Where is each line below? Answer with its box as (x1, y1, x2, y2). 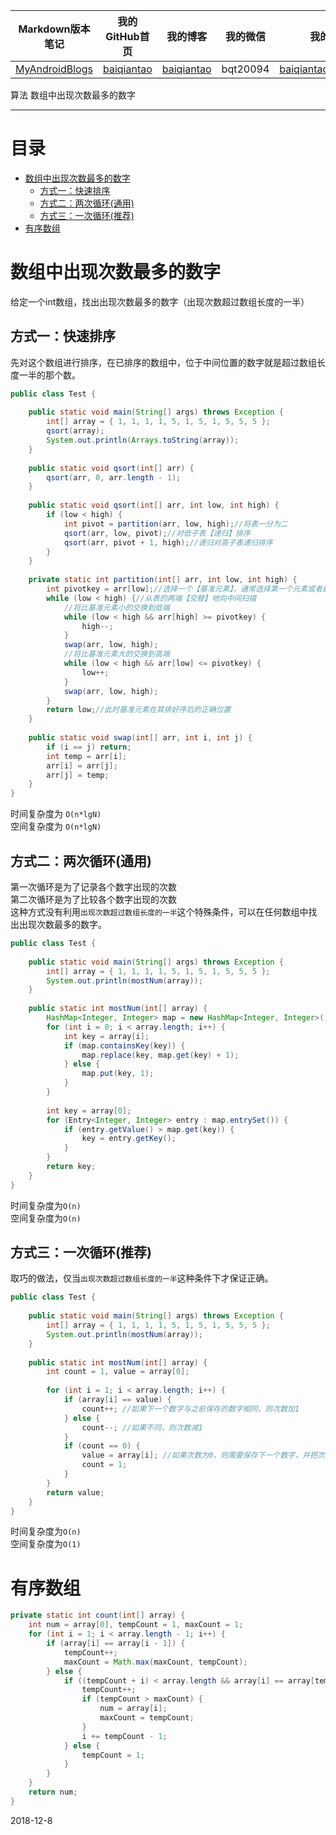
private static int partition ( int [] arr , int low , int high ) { (28, 575, 298, 585)
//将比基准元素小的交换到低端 (63, 602, 170, 613)
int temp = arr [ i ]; (46, 751, 128, 761)
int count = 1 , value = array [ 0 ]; (46, 1367, 190, 1377)
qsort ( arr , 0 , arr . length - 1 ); (46, 472, 182, 483)
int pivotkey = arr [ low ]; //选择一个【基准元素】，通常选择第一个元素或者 (46, 584, 323, 594)
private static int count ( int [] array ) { (10, 1610, 186, 1621)
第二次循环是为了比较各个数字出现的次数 (10, 894, 177, 905)
